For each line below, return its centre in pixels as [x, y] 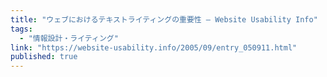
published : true [44, 57]
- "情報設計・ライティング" [69, 38]
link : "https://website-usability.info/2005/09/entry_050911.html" [154, 47]
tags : [21, 29]
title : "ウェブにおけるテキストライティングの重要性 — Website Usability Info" [164, 19]
